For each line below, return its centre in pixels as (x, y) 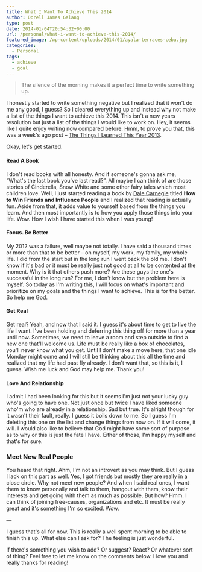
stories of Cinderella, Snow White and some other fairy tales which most (96, 187)
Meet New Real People (40, 457)
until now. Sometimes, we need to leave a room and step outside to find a (97, 337)
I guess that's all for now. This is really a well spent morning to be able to (96, 532)
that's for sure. (25, 441)
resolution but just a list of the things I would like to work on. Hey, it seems (99, 122)
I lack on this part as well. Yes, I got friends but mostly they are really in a (97, 476)
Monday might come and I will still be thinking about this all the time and (96, 356)
